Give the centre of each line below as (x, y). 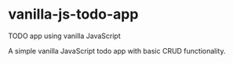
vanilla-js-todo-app (73, 14)
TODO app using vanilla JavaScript (65, 36)
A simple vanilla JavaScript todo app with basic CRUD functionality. (117, 51)
